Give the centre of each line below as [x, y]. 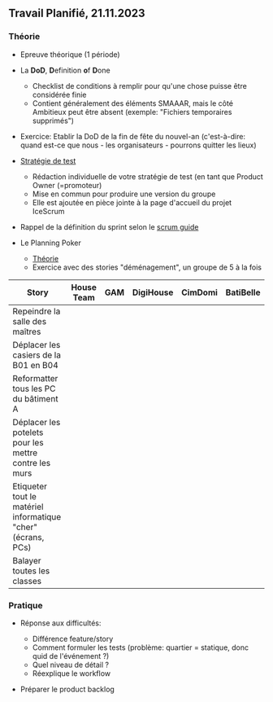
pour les [28, 442]
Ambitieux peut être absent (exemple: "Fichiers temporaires [132, 112]
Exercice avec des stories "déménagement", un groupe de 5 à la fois [147, 267]
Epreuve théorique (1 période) [70, 54]
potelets [28, 432]
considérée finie [59, 94]
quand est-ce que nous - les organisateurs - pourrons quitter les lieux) [139, 145]
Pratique [26, 605]
